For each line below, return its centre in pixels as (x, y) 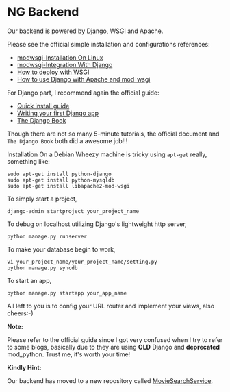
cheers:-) (20, 313)
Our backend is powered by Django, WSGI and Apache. (85, 31)
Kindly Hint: (24, 367)
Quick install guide (43, 106)
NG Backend (43, 12)
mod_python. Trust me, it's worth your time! (69, 354)
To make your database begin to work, (61, 249)
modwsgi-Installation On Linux (60, 57)
